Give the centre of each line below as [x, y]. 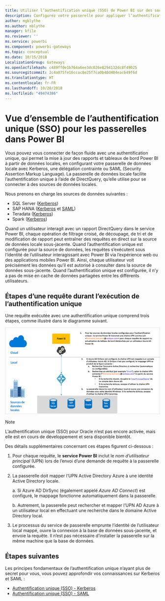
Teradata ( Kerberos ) [33, 213]
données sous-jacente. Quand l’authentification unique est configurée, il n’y [82, 270]
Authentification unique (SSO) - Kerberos [54, 588]
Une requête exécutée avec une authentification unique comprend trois [77, 316]
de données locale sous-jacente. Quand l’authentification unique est [74, 244]
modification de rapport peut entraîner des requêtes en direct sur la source [81, 239]
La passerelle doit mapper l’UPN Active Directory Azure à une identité [82, 476]
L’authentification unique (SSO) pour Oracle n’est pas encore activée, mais [80, 431]
